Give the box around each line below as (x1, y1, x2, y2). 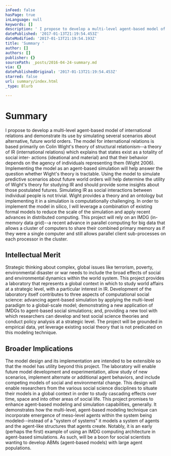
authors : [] (5, 50, 31, 55)
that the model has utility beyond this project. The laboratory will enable (5, 363, 156, 370)
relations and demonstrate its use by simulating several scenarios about (5, 133, 157, 139)
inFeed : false (5, 7, 36, 13)
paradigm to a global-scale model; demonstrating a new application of (5, 302, 153, 309)
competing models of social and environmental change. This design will (5, 380, 156, 386)
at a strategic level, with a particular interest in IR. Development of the (5, 286, 152, 292)
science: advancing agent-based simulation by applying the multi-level (5, 297, 154, 303)
